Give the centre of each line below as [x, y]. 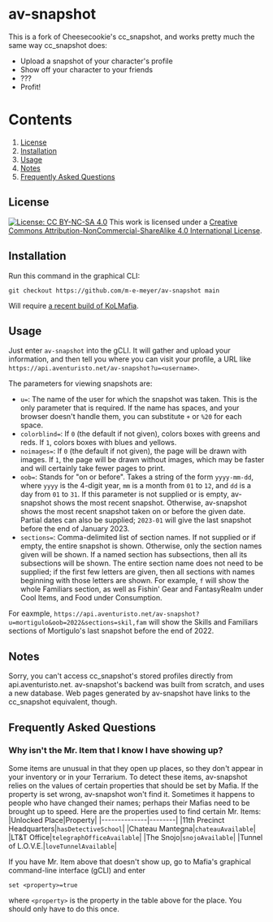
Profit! [30, 87]
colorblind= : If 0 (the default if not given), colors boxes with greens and [140, 434]
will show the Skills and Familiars [203, 622]
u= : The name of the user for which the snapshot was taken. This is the [139, 400]
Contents [41, 120]
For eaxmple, [30, 613]
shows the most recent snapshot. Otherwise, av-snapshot [150, 503]
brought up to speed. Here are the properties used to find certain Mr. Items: [135, 811]
